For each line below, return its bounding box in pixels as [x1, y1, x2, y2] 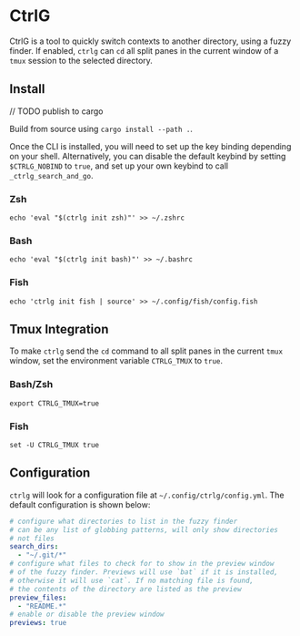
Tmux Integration [9, 322, 109, 337]
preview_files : [9, 593, 67, 602]
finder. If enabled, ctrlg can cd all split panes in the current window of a [9, 45, 279, 56]
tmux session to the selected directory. [9, 55, 153, 66]
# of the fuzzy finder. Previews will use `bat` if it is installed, [9, 568, 279, 577]
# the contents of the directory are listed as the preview [9, 584, 243, 593]
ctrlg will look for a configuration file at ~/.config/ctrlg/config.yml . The [9, 489, 285, 500]
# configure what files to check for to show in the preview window [9, 559, 275, 569]
